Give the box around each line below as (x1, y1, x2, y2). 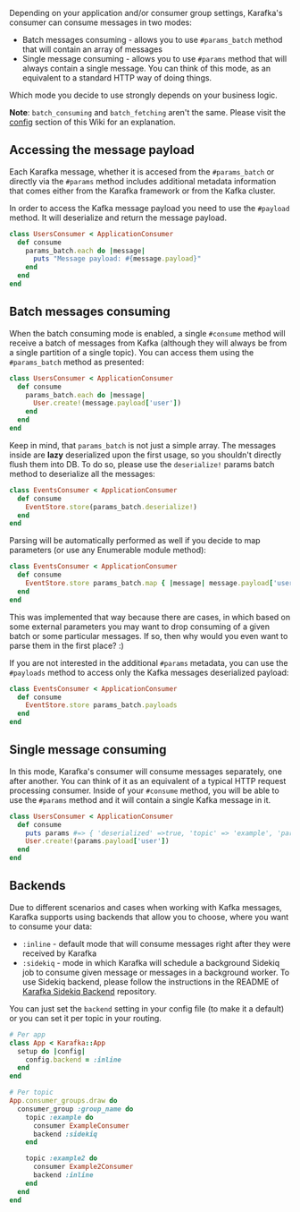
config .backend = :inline (25, 1055, 122, 1064)
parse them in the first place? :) (9, 640, 125, 651)
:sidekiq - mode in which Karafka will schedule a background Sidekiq (21, 957, 280, 968)
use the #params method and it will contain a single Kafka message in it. (9, 794, 271, 805)
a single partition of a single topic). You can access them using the (9, 346, 254, 357)
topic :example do (25, 1113, 94, 1122)
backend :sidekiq (32, 1130, 98, 1139)
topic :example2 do (25, 1154, 98, 1163)
